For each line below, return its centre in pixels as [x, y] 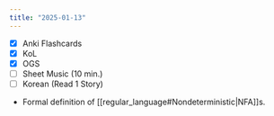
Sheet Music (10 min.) [62, 74]
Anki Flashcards [52, 43]
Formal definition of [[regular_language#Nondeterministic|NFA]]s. [144, 102]
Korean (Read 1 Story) [62, 84]
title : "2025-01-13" [48, 18]
